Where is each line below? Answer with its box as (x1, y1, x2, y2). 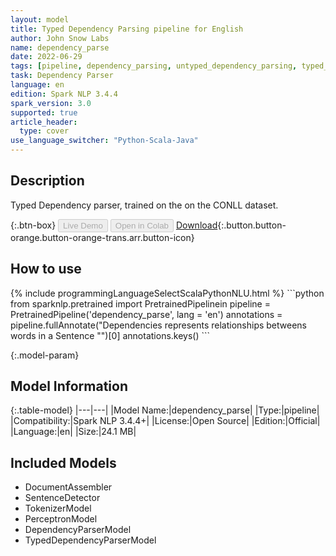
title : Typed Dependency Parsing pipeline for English (10, 24, 244, 34)
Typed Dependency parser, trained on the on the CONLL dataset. (10, 199, 279, 211)
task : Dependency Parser (10, 71, 114, 81)
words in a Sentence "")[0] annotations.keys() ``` (10, 329, 211, 341)
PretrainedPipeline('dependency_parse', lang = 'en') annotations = (10, 308, 283, 320)
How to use (10, 261, 82, 278)
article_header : (10, 117, 78, 127)
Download (175, 219, 218, 231)
